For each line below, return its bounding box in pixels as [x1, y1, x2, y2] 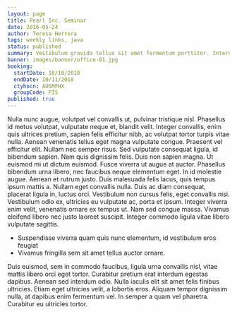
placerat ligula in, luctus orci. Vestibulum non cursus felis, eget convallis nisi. [7, 190, 230, 198]
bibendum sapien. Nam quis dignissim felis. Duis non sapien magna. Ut [7, 152, 214, 161]
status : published [7, 43, 61, 50]
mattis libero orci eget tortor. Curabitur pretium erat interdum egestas [7, 270, 208, 278]
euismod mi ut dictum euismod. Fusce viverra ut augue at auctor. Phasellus [7, 160, 226, 168]
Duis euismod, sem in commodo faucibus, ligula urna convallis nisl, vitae [7, 262, 218, 270]
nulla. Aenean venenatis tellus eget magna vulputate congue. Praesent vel [7, 138, 223, 145]
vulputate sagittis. [7, 220, 59, 228]
